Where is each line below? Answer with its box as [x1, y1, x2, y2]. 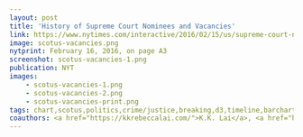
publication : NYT [9, 64, 75, 73]
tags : [9, 105, 30, 114]
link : [9, 30, 30, 39]
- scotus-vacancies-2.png [25, 88, 124, 97]
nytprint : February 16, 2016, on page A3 [9, 47, 168, 56]
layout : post [9, 13, 59, 23]
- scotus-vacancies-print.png [25, 96, 140, 106]
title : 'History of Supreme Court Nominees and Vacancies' [9, 22, 236, 31]
